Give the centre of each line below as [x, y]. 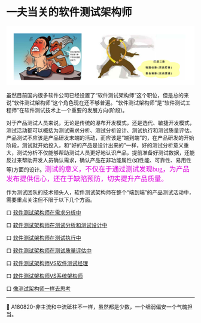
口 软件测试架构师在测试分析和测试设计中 [57, 225]
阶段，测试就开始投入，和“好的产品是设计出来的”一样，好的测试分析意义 [95, 145]
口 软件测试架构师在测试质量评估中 [49, 250]
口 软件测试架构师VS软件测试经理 [47, 263]
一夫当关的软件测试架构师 [69, 12]
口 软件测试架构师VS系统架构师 [45, 276]
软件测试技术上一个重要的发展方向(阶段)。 [76, 110]
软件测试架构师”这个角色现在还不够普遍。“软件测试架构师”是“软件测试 [100, 103]
